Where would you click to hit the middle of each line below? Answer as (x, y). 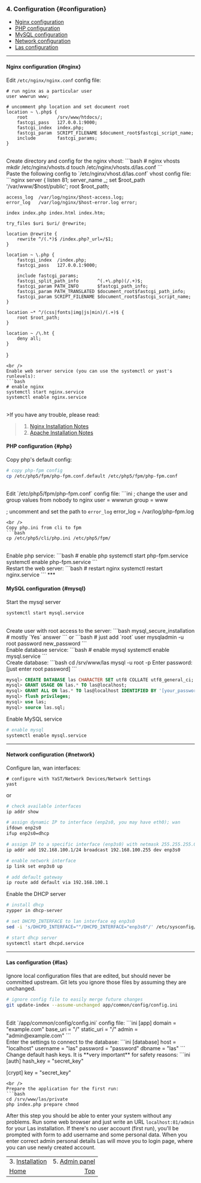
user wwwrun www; (28, 96)
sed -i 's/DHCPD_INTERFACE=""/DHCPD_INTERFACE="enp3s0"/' (80, 927)
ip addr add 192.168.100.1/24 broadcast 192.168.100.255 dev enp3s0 (93, 850)
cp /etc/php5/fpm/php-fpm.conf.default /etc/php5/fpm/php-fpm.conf (92, 476)
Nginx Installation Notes (59, 426)
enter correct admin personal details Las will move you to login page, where (100, 1141)
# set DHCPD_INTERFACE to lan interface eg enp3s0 (71, 922)
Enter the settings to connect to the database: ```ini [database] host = (91, 1042)
